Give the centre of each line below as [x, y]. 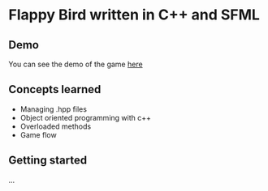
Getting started [48, 161]
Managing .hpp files [54, 109]
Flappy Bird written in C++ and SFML [134, 15]
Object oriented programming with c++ [86, 117]
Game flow [38, 134]
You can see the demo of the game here [76, 64]
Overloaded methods [56, 126]
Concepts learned [55, 89]
